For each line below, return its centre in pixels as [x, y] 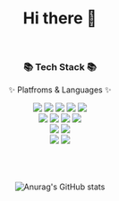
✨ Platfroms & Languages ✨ [60, 90]
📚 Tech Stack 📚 [60, 66]
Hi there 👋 [60, 18]
